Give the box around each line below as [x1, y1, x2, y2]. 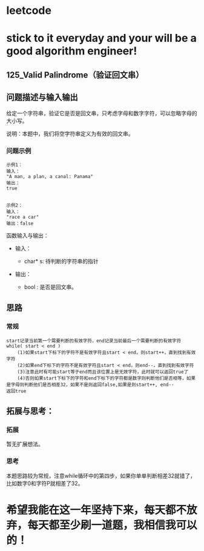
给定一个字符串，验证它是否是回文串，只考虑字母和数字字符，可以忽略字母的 [6, 110, 197, 117]
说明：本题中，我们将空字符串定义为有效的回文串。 [6, 130, 134, 137]
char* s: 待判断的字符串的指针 [24, 257, 99, 265]
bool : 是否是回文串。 [24, 283, 77, 291]
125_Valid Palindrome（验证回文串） [6, 70, 144, 80]
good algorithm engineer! [6, 44, 137, 58]
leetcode [6, 4, 51, 18]
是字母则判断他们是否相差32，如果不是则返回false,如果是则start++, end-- [6, 381, 174, 388]
